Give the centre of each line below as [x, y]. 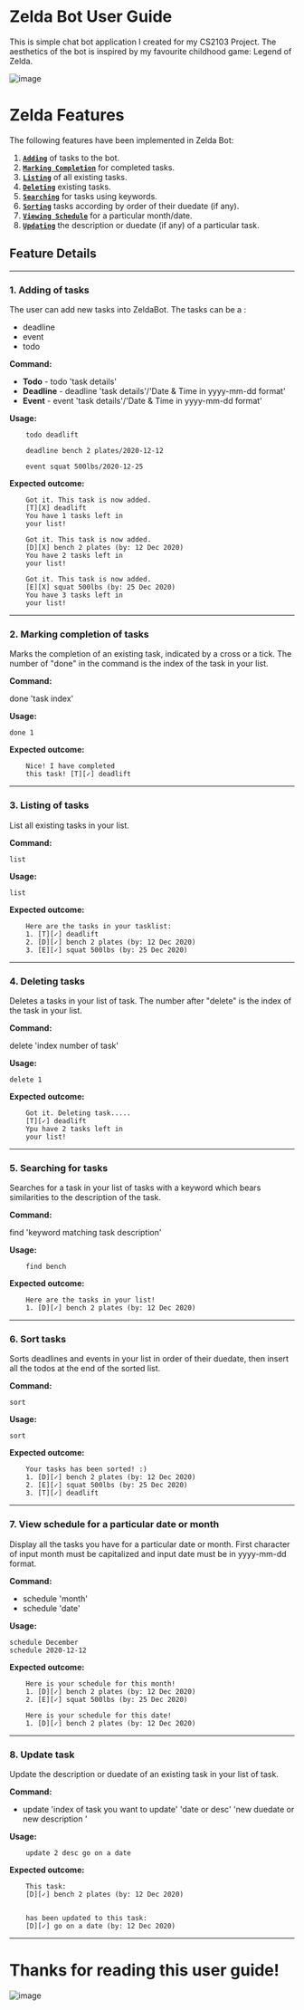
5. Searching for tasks [59, 1168]
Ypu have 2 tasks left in [75, 1129]
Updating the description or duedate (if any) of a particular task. [141, 225]
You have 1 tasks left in [75, 515]
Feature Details [53, 254]
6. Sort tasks [38, 1340]
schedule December [44, 1642]
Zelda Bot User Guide [91, 17]
